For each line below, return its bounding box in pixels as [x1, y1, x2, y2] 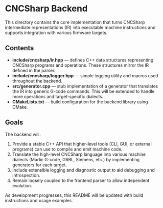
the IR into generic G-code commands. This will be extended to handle [12, 88, 155, 94]
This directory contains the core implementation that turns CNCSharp [5, 19, 145, 25]
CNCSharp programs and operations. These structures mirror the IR [12, 62, 149, 68]
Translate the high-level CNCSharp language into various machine [12, 151, 146, 157]
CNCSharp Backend [5, 3, 88, 14]
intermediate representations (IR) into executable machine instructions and [5, 24, 156, 30]
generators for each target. [12, 162, 67, 168]
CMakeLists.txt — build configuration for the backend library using [12, 99, 148, 105]
